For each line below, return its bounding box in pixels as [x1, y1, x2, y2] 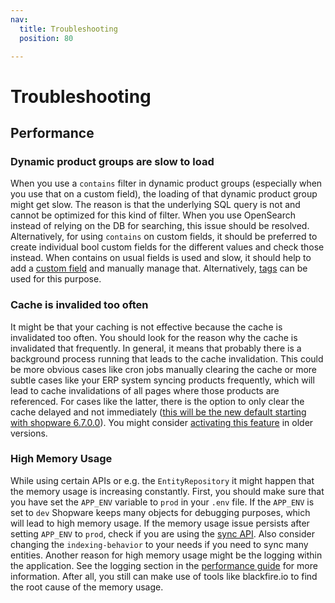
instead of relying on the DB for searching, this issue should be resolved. [10, 220, 310, 232]
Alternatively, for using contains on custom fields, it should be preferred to [10, 231, 318, 243]
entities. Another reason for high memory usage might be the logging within [10, 549, 323, 561]
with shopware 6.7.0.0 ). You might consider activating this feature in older [10, 416, 314, 428]
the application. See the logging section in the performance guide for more [10, 559, 318, 571]
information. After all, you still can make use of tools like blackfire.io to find [10, 570, 318, 582]
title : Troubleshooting [19, 24, 118, 34]
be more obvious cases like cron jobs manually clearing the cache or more [10, 363, 317, 375]
